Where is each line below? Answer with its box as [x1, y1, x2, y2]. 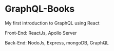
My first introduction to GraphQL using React [5, 20, 100, 26]
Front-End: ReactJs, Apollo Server [5, 30, 77, 36]
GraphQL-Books [5, 3, 75, 15]
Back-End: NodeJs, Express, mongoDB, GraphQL [5, 39, 109, 46]
